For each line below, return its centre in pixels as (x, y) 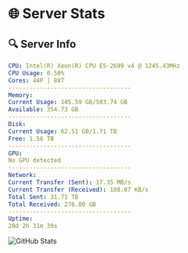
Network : (22, 175)
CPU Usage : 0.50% (36, 73)
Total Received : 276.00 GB (52, 204)
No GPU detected (34, 161)
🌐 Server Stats (57, 14)
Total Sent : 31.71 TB (43, 197)
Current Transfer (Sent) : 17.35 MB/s (70, 183)
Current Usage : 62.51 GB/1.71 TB (63, 131)
